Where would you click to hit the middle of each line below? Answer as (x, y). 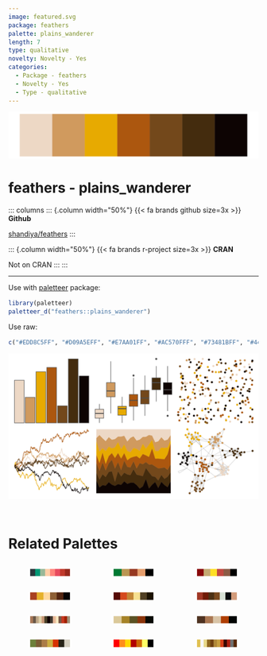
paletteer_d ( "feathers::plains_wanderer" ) (79, 311)
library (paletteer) (41, 303)
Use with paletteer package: (54, 287)
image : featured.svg (43, 17)
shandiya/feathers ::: (42, 234)
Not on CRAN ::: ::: (38, 264)
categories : (28, 68)
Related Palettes (63, 544)
